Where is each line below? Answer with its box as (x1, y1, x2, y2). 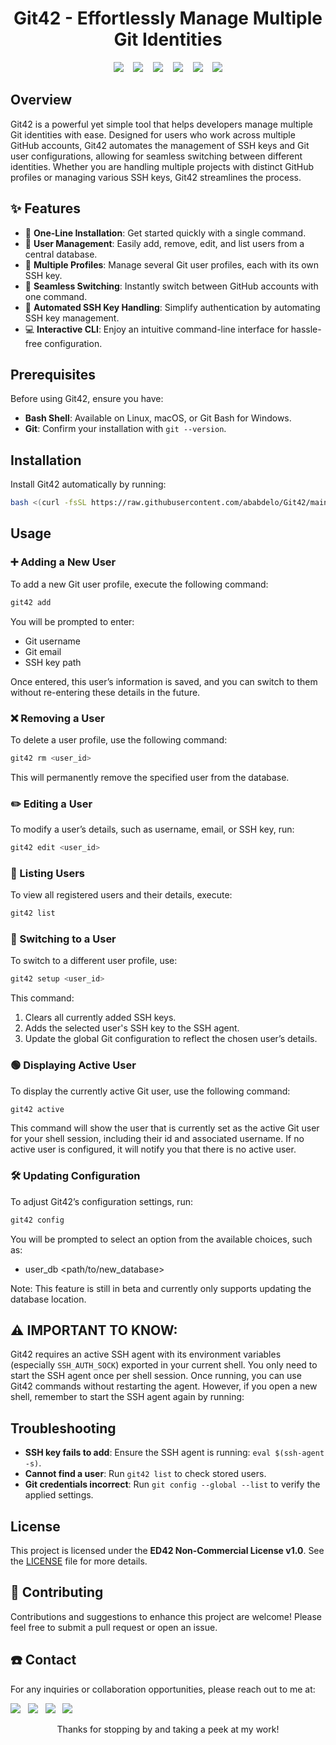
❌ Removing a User (10, 711, 105, 725)
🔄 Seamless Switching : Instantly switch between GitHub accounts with (24, 280, 319, 292)
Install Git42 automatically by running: (10, 478, 167, 491)
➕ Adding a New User (10, 555, 117, 569)
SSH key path (24, 656, 82, 668)
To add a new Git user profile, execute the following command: (10, 578, 269, 590)
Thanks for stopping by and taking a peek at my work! (56, 1723, 280, 1735)
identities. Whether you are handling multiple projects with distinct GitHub (10, 160, 315, 172)
